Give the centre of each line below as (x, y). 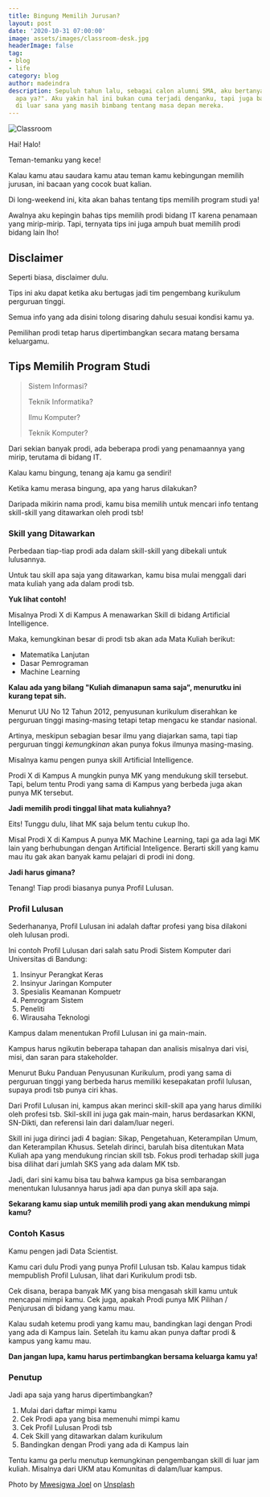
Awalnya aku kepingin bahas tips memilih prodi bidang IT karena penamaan (133, 215)
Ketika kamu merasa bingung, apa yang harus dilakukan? (103, 488)
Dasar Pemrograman (54, 663)
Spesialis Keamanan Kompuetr (71, 992)
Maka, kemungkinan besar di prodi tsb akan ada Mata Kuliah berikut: (122, 639)
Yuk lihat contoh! (37, 599)
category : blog (34, 76)
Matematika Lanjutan (55, 655)
